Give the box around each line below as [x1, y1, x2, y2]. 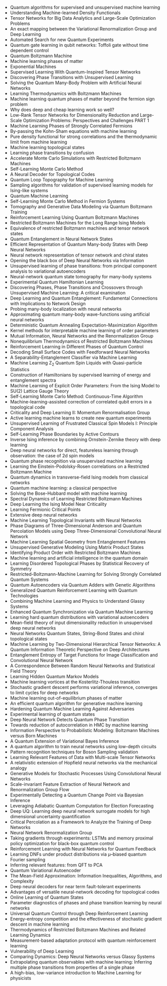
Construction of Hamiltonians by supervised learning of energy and [10, 372, 151, 378]
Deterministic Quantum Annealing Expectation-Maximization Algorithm [10, 322, 158, 328]
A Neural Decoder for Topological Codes [10, 171, 95, 177]
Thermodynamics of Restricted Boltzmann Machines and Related [10, 926, 146, 932]
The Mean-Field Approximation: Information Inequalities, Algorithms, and [10, 872, 162, 879]
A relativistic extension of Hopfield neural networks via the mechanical [10, 759, 158, 765]
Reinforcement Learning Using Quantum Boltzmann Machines [10, 214, 139, 220]
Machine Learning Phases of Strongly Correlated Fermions [10, 123, 133, 129]
